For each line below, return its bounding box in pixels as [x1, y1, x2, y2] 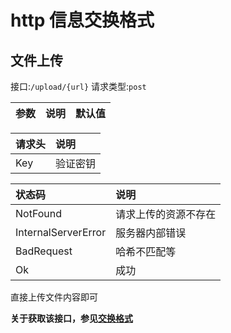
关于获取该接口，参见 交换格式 [10, 312, 133, 324]
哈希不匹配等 [115, 245, 177, 258]
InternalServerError [15, 226, 107, 239]
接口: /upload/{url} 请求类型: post [10, 81, 147, 92]
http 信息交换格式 [10, 9, 155, 32]
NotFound [15, 207, 62, 220]
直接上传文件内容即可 [10, 291, 98, 303]
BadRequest [15, 244, 73, 258]
